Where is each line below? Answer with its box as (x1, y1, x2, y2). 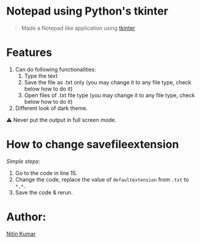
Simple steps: (6, 157, 41, 165)
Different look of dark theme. (15, 104, 88, 112)
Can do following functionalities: (15, 66, 96, 73)
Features (6, 46, 52, 60)
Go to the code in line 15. (15, 169, 77, 177)
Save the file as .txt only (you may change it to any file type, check (24, 78, 192, 86)
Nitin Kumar (6, 230, 36, 238)
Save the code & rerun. (15, 188, 73, 196)
